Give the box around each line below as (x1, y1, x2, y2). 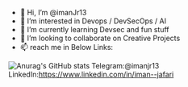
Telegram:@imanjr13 (91, 61, 160, 70)
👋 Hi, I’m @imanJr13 (19, 8, 87, 17)
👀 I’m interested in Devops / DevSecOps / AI (19, 16, 167, 26)
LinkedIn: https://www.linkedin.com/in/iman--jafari (8, 69, 174, 79)
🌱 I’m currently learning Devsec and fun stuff (19, 25, 169, 34)
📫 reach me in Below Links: (19, 43, 114, 52)
